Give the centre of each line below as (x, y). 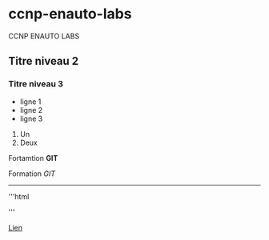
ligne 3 (31, 118)
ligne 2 (31, 110)
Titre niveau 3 (36, 84)
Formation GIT (32, 174)
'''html (19, 196)
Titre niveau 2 (44, 61)
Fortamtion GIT (33, 158)
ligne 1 (30, 102)
